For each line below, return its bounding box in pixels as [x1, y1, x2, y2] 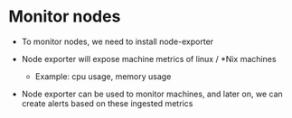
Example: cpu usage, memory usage [34, 70, 172, 82]
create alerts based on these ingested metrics [21, 97, 193, 109]
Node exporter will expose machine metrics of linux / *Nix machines [21, 53, 277, 64]
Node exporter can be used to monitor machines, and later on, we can [21, 88, 284, 99]
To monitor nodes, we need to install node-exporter [21, 36, 214, 47]
